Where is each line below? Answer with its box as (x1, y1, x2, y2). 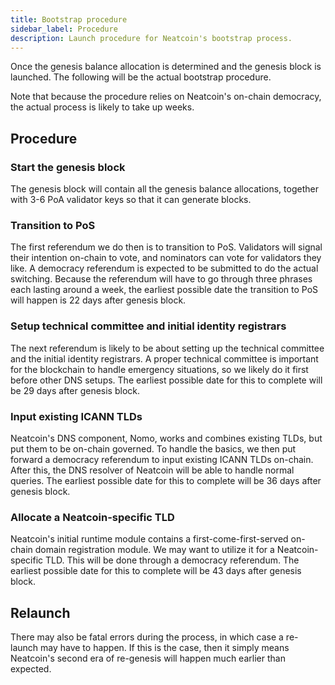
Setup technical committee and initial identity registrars (10, 319, 287, 333)
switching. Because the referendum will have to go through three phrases (10, 273, 313, 285)
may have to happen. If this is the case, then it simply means (40, 642, 290, 654)
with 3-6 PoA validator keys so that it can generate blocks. (10, 194, 252, 206)
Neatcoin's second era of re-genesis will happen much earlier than (10, 652, 286, 665)
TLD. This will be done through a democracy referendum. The (45, 554, 300, 566)
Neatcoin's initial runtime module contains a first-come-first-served (10, 533, 289, 545)
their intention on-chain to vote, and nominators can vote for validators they (10, 252, 322, 264)
